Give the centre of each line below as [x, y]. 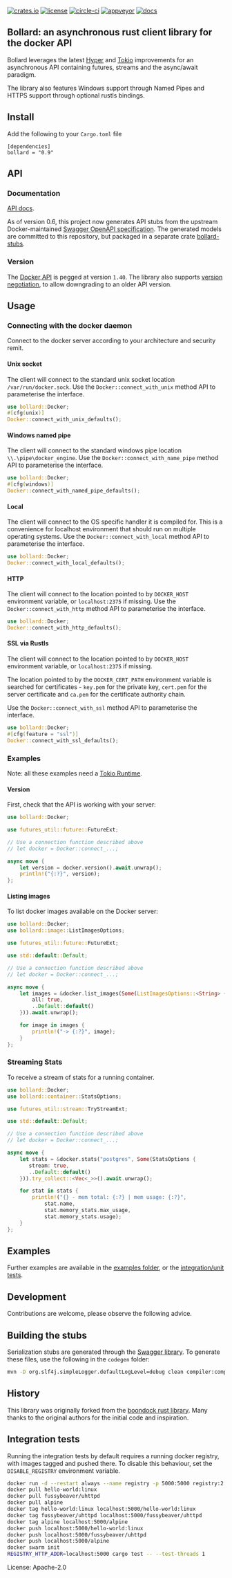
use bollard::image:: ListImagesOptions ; [66, 930]
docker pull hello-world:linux [52, 1490]
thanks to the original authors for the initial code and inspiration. [98, 1418]
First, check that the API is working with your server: [82, 805]
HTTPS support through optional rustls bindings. [76, 95]
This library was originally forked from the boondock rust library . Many [108, 1410]
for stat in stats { [49, 1191]
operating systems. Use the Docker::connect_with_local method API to [108, 537]
